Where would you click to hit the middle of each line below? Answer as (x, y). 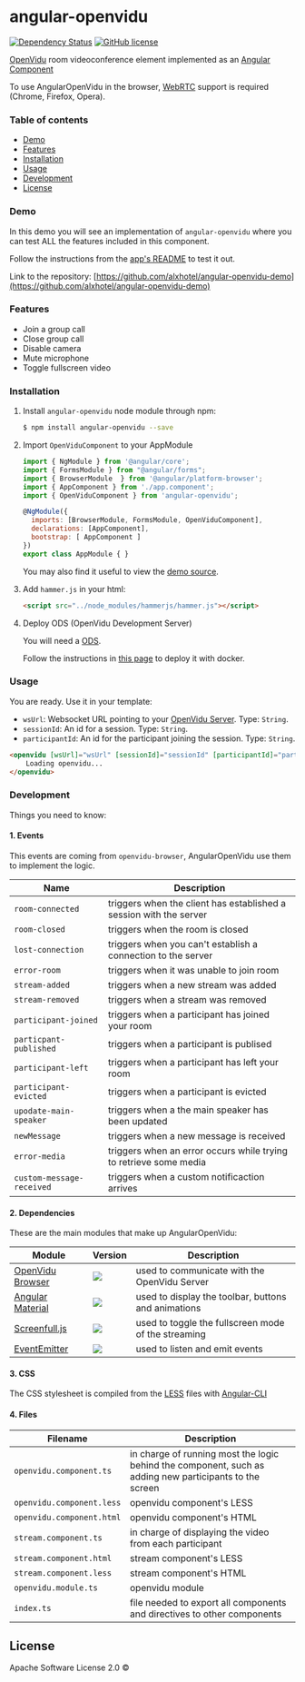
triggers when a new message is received (197, 1135)
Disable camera (52, 348)
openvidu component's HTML (193, 1517)
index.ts (33, 1608)
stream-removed (47, 999)
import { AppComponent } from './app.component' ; (118, 487)
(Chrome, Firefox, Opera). (58, 96)
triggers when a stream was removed (187, 999)
